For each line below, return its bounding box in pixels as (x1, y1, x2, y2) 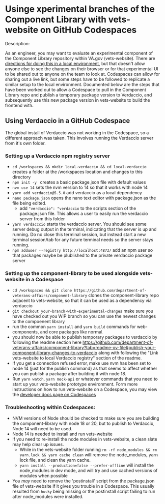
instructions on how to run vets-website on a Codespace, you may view (12, 386, 158, 392)
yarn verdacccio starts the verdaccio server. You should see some (12, 221, 147, 227)
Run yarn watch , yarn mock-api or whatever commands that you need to (12, 376, 158, 382)
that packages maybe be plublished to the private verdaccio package (12, 252, 153, 259)
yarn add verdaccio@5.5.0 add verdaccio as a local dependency (12, 190, 142, 196)
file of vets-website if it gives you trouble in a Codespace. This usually (12, 483, 155, 489)
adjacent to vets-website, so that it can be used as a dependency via (12, 297, 152, 303)
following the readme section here (12, 339, 82, 345)
